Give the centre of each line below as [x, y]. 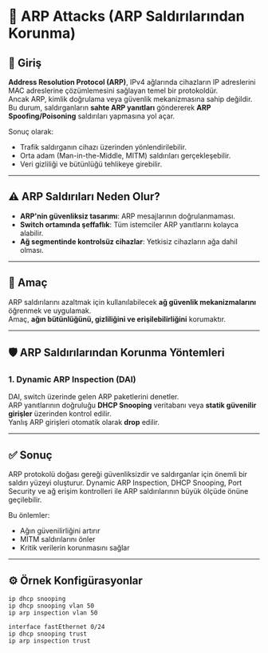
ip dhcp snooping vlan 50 [51, 606]
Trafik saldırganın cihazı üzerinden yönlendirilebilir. [103, 147]
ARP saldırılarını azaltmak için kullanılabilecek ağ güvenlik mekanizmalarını [132, 302]
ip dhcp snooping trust [48, 634]
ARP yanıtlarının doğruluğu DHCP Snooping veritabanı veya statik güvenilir [132, 405]
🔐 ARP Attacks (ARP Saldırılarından [126, 16]
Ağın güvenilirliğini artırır [60, 531]
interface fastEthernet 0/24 [57, 627]
